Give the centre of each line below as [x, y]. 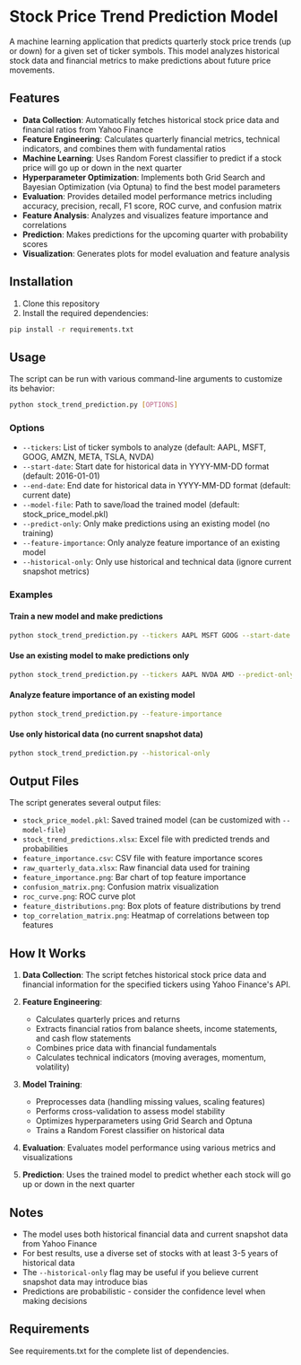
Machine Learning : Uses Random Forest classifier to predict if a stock [152, 158]
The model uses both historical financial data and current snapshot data [155, 1234]
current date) [47, 495]
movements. [32, 70]
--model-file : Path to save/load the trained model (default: [131, 505]
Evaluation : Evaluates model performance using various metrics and [149, 1148]
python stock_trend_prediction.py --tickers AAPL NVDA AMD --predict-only [152, 674]
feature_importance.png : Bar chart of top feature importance [134, 877]
